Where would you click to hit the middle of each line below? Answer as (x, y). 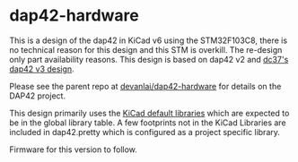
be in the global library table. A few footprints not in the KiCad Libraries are (148, 123)
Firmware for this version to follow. (73, 149)
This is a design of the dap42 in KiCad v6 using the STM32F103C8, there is (149, 40)
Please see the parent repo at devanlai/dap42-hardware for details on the (145, 86)
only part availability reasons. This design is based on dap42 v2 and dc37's (149, 59)
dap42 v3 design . (42, 69)
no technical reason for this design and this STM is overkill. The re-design (146, 49)
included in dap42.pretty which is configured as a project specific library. (145, 132)
